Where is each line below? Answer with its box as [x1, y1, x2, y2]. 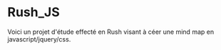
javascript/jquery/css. [7, 35, 71, 43]
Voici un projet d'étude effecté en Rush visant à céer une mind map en [7, 27, 215, 36]
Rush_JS [7, 4, 60, 20]
